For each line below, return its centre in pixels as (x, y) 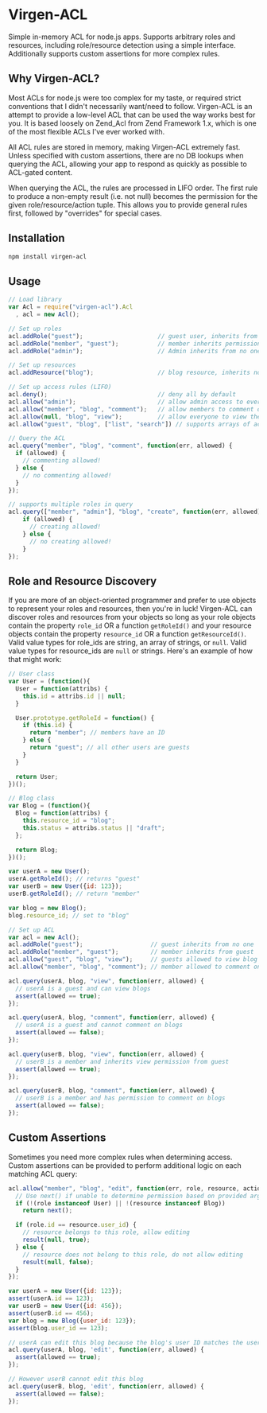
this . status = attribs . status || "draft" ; (94, 828)
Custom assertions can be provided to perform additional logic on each (125, 1165)
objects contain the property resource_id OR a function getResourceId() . (127, 634)
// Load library (35, 300)
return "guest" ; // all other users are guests (110, 748)
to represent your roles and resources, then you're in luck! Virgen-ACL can (130, 609)
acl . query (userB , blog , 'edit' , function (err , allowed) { (106, 1386)
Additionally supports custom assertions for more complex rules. (114, 53)
